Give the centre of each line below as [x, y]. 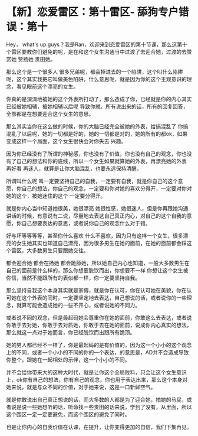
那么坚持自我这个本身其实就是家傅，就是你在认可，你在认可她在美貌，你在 [96, 290]
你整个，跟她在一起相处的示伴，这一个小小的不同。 [68, 359]
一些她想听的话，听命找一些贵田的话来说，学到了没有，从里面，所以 [109, 407]
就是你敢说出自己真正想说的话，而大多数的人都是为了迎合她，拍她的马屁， [96, 399]
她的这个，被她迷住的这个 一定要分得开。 [56, 196]
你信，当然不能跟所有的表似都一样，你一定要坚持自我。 [73, 278]
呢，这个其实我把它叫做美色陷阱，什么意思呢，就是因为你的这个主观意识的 [96, 79]
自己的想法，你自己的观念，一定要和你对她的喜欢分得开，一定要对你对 [107, 188]
